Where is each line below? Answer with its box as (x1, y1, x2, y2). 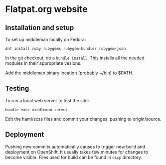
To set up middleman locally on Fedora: (5, 36, 86, 42)
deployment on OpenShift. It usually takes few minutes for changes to (5, 149, 149, 155)
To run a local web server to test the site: (5, 97, 89, 103)
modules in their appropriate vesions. (5, 60, 82, 66)
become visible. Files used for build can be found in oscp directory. (5, 154, 143, 160)
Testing (5, 84, 29, 93)
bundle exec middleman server (5, 107, 68, 112)
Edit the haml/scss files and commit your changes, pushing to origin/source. (5, 116, 162, 122)
